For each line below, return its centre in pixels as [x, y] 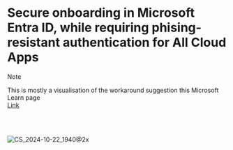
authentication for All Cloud [144, 43]
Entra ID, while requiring [78, 28]
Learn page [24, 97]
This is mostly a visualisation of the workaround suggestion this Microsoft [113, 90]
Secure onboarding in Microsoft [101, 13]
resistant [34, 43]
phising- [177, 28]
